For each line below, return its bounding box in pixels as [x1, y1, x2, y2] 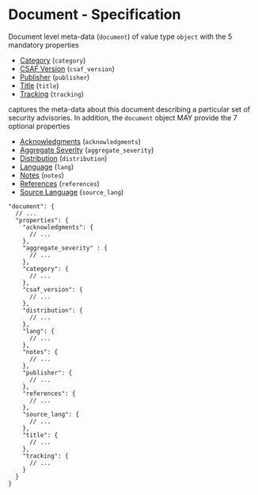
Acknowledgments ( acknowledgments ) [19, 136, 141, 146]
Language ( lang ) [19, 162, 74, 171]
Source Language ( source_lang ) [19, 187, 124, 196]
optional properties [8, 121, 70, 131]
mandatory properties [8, 40, 79, 49]
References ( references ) [19, 178, 101, 188]
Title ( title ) [19, 81, 59, 90]
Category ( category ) [19, 55, 86, 65]
